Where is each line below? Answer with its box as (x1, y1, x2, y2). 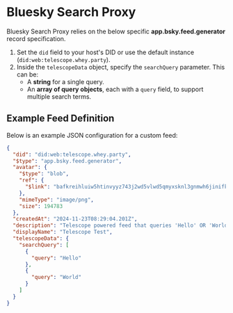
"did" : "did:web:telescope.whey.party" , (13, 151, 131, 158)
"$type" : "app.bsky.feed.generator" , (13, 157, 122, 164)
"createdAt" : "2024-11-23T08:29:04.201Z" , (13, 216, 138, 223)
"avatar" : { (13, 164, 48, 171)
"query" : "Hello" (31, 255, 81, 262)
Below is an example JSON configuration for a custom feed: (6, 131, 178, 139)
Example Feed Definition (6, 113, 115, 125)
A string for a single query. (26, 77, 105, 86)
